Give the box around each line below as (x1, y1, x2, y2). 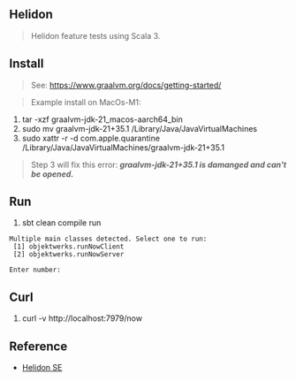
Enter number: (9, 265, 62, 275)
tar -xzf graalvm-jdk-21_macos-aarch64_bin (21, 114, 184, 125)
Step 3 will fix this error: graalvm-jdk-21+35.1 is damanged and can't (30, 159, 287, 170)
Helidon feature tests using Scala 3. (30, 30, 161, 41)
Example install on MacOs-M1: (30, 96, 141, 107)
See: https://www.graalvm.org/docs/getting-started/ (30, 80, 222, 90)
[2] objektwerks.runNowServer (12, 250, 125, 259)
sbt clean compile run (21, 217, 102, 228)
